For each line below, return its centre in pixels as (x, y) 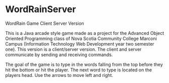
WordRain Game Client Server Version (45, 23)
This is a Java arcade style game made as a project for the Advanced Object (85, 33)
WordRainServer (41, 9)
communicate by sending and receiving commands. (59, 55)
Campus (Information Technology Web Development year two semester (80, 44)
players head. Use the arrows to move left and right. (59, 75)
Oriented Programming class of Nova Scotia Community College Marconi (81, 38)
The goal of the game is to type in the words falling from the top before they (84, 64)
